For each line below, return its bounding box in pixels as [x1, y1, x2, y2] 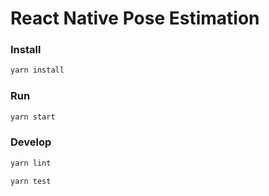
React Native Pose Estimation [10, 7, 260, 30]
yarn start [10, 112, 56, 122]
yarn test [10, 176, 52, 186]
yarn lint [10, 158, 52, 168]
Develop [10, 135, 52, 149]
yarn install [10, 65, 65, 76]
